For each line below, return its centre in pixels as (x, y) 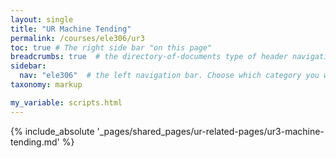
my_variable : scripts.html (66, 102)
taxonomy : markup (46, 85)
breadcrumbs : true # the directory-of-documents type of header (149, 57)
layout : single (42, 19)
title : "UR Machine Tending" (71, 29)
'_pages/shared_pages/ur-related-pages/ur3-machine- (210, 131)
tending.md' (35, 142)
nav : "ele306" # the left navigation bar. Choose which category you (169, 76)
